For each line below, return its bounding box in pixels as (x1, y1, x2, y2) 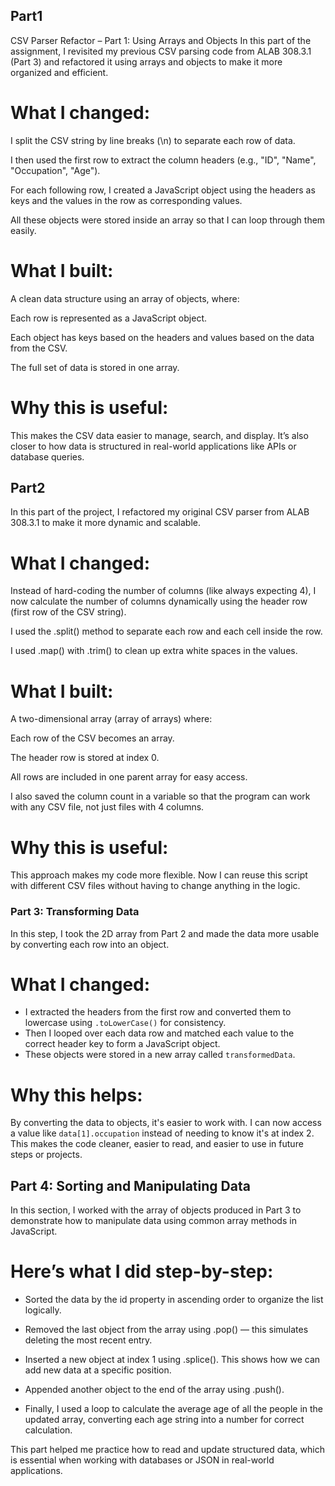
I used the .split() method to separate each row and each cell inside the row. (10, 625, 323, 638)
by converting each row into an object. (10, 938, 170, 950)
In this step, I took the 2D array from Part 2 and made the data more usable (10, 927, 320, 939)
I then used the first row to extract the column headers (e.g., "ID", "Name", (10, 154, 317, 166)
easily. (10, 224, 37, 236)
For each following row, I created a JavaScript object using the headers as (10, 184, 316, 196)
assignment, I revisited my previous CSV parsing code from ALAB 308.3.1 (10, 45, 312, 57)
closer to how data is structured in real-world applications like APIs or (10, 440, 297, 452)
